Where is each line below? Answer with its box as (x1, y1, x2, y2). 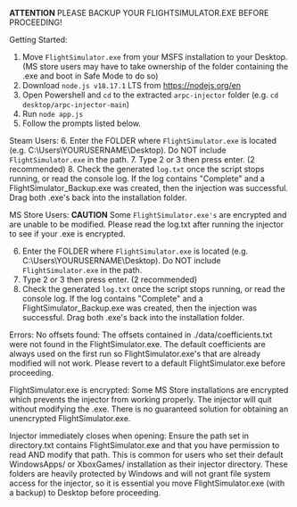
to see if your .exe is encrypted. (9, 229, 127, 239)
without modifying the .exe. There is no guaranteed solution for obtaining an (9, 403, 289, 414)
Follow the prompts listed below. (21, 118, 141, 129)
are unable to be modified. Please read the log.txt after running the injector (9, 219, 284, 229)
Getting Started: (9, 35, 69, 45)
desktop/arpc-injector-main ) (21, 99, 130, 110)
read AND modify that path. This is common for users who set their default (9, 450, 284, 460)
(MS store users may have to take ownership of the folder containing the (21, 62, 289, 71)
